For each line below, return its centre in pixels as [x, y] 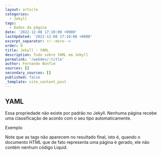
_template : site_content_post [36, 82]
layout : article [21, 9]
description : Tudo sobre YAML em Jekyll [47, 55]
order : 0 [14, 46]
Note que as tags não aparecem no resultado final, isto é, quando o [73, 137]
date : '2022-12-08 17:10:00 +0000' [41, 32]
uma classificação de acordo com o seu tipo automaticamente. [68, 118]
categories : [17, 14]
